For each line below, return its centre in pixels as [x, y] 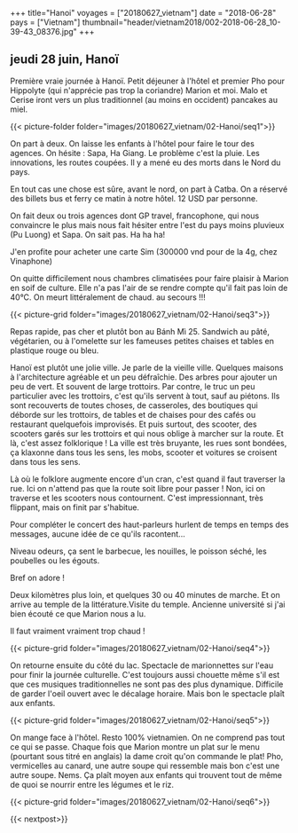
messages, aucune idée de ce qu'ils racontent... [98, 534]
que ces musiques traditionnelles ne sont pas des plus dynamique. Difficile [147, 684]
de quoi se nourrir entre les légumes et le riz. [92, 784]
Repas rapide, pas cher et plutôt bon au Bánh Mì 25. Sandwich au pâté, [140, 331]
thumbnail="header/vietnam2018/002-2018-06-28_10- [181, 22]
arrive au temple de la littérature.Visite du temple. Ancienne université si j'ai [148, 604]
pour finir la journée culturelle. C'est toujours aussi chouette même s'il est [145, 674]
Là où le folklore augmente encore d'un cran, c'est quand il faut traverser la [148, 479]
